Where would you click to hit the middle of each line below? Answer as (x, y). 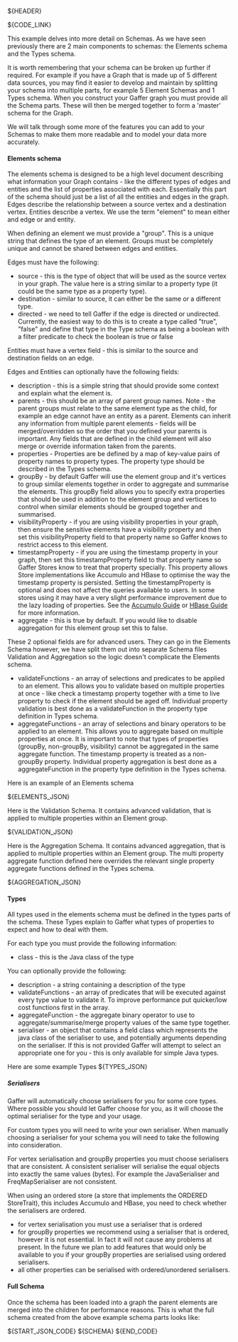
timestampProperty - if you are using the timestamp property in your (118, 552)
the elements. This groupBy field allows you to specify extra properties (121, 492)
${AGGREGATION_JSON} (44, 882)
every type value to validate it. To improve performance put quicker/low (122, 1000)
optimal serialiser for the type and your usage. (75, 1116)
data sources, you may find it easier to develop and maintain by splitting (113, 83)
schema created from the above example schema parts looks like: (104, 1317)
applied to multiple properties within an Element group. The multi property (115, 853)
